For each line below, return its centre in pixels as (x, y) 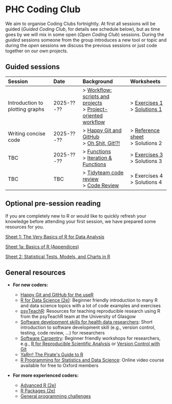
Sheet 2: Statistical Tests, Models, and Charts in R (58, 257)
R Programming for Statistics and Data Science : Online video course (92, 360)
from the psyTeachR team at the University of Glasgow (78, 316)
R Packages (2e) (38, 391)
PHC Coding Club (43, 9)
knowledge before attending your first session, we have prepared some (81, 221)
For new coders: (30, 285)
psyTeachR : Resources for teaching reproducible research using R (90, 311)
